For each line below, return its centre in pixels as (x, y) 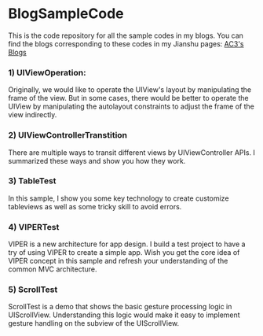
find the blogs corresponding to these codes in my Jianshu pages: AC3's (126, 43)
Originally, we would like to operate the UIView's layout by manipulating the (130, 90)
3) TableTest (32, 181)
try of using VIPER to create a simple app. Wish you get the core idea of (124, 253)
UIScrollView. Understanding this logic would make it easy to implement (124, 315)
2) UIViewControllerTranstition (68, 135)
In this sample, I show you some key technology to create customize (119, 198)
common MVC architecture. (53, 269)
